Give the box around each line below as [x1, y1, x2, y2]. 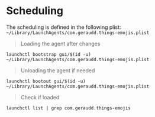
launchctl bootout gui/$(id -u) [6, 78, 86, 84]
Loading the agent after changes [20, 40, 101, 47]
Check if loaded [20, 93, 60, 101]
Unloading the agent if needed [20, 66, 95, 74]
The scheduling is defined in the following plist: [6, 24, 121, 31]
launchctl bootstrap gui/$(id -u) [6, 51, 92, 57]
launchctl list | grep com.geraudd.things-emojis [6, 105, 131, 111]
